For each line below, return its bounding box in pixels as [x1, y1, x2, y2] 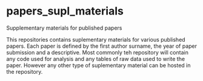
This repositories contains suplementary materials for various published [6, 36, 186, 43]
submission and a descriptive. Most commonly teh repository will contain [6, 48, 189, 56]
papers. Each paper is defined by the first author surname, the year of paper [6, 42, 198, 50]
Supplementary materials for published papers [6, 24, 122, 31]
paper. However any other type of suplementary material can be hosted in [6, 62, 191, 69]
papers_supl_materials [6, 4, 124, 18]
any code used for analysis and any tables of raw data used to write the [6, 55, 185, 62]
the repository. [6, 68, 43, 75]
